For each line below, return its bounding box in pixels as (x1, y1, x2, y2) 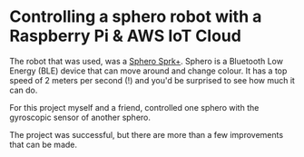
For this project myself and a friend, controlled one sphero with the (9, 102, 260, 113)
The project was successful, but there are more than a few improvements (9, 129, 284, 140)
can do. (9, 84, 38, 95)
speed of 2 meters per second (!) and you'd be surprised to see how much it (9, 74, 295, 85)
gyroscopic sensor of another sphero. (9, 112, 152, 123)
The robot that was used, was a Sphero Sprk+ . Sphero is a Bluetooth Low (9, 55, 284, 66)
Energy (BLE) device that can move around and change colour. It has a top (9, 65, 288, 76)
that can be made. (9, 139, 78, 150)
